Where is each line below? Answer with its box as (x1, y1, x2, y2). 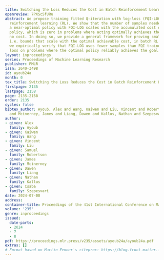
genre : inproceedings (5, 211, 49, 216)
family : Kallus (9, 180, 41, 184)
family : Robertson (9, 152, 47, 157)
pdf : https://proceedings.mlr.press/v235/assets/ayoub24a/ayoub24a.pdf (5, 239, 154, 243)
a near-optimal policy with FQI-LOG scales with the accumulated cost (9, 25, 156, 30)
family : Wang (9, 134, 36, 139)
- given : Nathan (5, 175, 38, 180)
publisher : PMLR (5, 61, 38, 66)
